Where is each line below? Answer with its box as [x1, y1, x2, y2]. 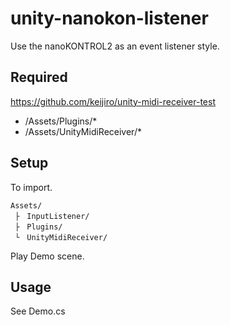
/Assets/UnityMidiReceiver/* [24, 125, 142, 137]
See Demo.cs [10, 305, 66, 317]
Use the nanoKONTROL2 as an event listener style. [10, 40, 220, 52]
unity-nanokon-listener [10, 7, 209, 30]
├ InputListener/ [14, 211, 90, 221]
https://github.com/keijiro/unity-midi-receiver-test [10, 95, 216, 107]
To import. [10, 181, 53, 193]
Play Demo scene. [10, 250, 85, 262]
